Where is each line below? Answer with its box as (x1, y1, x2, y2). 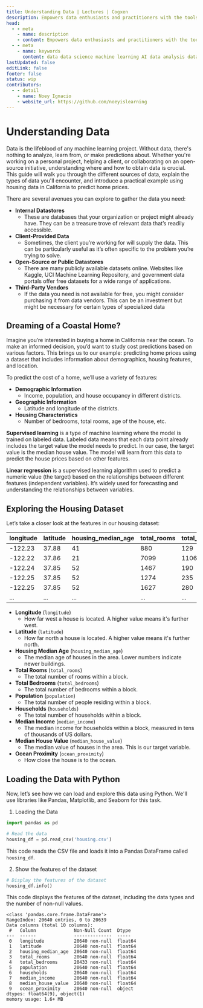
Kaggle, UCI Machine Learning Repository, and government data (24, 271, 185, 278)
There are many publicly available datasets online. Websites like (24, 264, 183, 272)
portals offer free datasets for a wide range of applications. (24, 277, 172, 285)
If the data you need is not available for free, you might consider (24, 290, 184, 297)
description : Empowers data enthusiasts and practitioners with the (6, 15, 182, 21)
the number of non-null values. (6, 900, 83, 907)
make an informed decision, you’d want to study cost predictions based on (6, 343, 192, 351)
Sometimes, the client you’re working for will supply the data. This (24, 239, 188, 246)
